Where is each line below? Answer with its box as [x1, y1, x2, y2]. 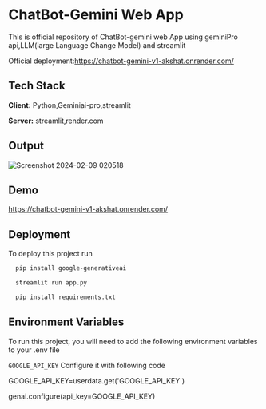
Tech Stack [8, 79, 66, 93]
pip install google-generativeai [15, 264, 127, 272]
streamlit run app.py [15, 279, 88, 287]
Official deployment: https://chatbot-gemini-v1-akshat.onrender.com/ [8, 56, 234, 66]
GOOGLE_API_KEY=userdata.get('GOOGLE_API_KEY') [8, 375, 185, 385]
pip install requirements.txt [15, 293, 116, 301]
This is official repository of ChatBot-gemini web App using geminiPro [8, 32, 238, 42]
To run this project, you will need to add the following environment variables [8, 336, 258, 346]
